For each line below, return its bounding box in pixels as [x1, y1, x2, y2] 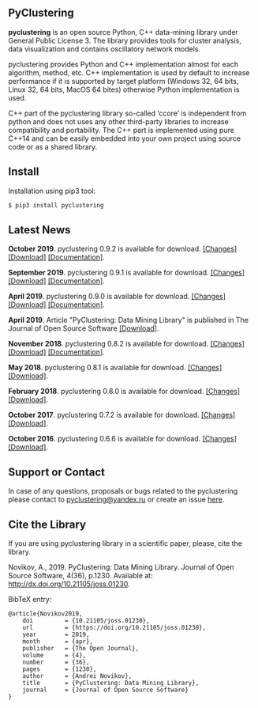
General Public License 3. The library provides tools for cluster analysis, [8, 36, 242, 45]
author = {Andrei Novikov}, [22, 672, 133, 680]
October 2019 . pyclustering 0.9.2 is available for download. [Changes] [8, 244, 237, 254]
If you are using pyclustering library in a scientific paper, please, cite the [8, 538, 243, 548]
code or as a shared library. [8, 142, 98, 151]
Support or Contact [8, 465, 105, 479]
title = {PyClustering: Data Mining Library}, [22, 679, 200, 687]
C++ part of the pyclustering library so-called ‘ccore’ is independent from [8, 108, 247, 118]
